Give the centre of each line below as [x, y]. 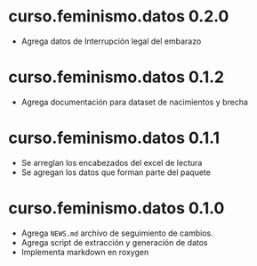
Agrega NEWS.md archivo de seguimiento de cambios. [117, 233]
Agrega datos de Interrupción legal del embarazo [111, 41]
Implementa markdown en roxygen [85, 252]
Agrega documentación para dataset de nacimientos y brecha [134, 102]
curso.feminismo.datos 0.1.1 [114, 138]
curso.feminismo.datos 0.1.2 [116, 77]
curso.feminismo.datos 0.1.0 [116, 208]
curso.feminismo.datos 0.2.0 [119, 17]
